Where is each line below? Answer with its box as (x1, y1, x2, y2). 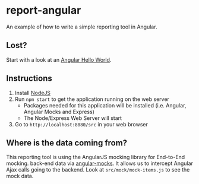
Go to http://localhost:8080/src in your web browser (14, 120, 149, 128)
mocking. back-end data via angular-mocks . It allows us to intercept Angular (6, 160, 193, 167)
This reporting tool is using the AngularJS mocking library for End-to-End (6, 154, 185, 161)
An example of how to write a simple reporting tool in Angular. (6, 23, 157, 30)
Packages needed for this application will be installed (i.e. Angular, (23, 101, 187, 109)
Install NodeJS (14, 89, 51, 96)
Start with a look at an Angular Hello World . (6, 56, 112, 63)
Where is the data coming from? (6, 138, 128, 148)
